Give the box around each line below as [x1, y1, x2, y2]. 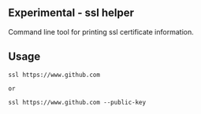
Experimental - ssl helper [8, 6, 134, 20]
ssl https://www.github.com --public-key [8, 98, 147, 106]
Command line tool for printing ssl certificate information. [8, 27, 195, 36]
